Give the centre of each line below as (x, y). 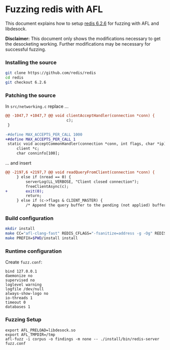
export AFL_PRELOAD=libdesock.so (40, 330)
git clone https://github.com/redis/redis (51, 73)
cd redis (14, 78)
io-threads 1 (19, 298)
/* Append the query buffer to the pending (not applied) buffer (96, 205)
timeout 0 (16, 302)
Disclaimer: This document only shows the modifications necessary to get (83, 38)
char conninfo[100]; (38, 153)
